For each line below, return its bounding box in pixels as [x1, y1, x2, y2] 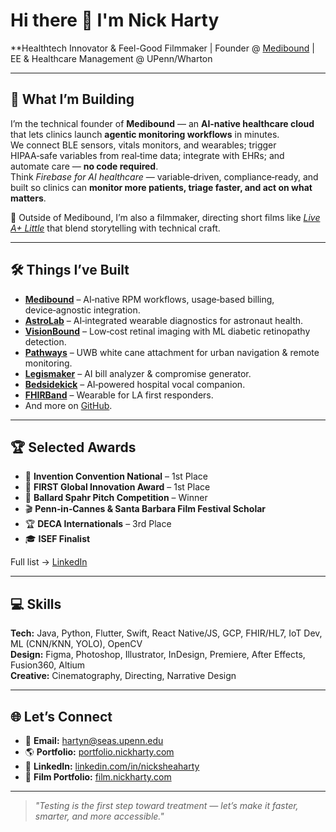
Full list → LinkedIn [10, 556, 88, 568]
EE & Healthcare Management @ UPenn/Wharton [10, 52, 213, 64]
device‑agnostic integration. [24, 304, 141, 316]
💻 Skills [10, 595, 62, 613]
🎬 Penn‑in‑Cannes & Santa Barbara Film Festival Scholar [24, 503, 267, 515]
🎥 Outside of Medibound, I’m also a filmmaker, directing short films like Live [10, 211, 321, 223]
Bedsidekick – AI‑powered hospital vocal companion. [24, 378, 246, 390]
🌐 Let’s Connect [10, 708, 113, 725]
